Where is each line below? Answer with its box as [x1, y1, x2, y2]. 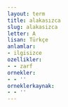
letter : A [7, 30, 36, 37]
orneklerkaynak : [7, 82, 55, 89]
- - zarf [7, 63, 33, 70]
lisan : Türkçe [7, 37, 49, 44]
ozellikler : [7, 56, 42, 63]
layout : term [7, 10, 46, 18]
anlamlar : [7, 43, 36, 50]
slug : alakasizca [7, 23, 58, 30]
